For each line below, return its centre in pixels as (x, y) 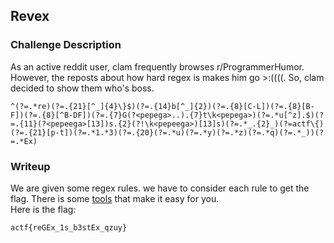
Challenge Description (66, 45)
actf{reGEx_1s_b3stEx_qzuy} (69, 227)
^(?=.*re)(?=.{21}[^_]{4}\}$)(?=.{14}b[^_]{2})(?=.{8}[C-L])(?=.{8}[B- (162, 106)
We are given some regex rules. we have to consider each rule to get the (160, 188)
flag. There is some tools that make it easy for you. (115, 198)
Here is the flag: (43, 209)
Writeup (30, 166)
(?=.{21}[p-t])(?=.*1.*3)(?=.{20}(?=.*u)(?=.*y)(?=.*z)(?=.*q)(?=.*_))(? (167, 132)
